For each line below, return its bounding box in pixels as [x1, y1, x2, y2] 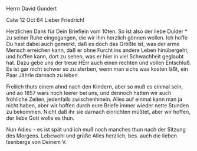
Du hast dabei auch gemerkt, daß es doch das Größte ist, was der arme [6, 41, 180, 47]
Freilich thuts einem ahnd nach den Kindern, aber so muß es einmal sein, [6, 83, 183, 90]
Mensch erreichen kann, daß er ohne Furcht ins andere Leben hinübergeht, [6, 47, 189, 54]
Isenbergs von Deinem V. [6, 139, 67, 145]
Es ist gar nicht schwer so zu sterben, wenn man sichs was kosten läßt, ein [6, 65, 188, 73]
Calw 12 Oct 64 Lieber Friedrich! [6, 17, 84, 23]
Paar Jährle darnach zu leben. [6, 72, 80, 78]
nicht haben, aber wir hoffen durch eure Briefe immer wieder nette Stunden [6, 102, 189, 109]
